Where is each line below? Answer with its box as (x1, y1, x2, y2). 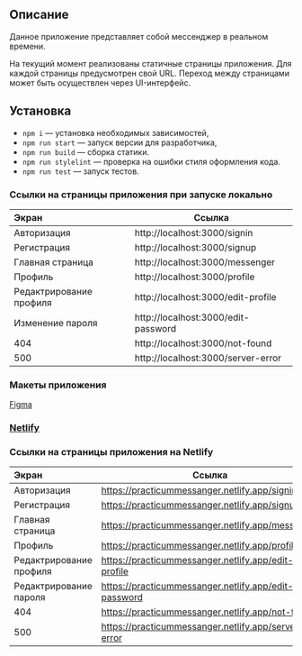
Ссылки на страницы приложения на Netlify (9, 446, 214, 459)
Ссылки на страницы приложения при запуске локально (9, 188, 273, 201)
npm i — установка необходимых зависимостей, (22, 127, 209, 138)
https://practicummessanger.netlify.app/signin (101, 484, 298, 497)
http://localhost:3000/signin (134, 226, 253, 239)
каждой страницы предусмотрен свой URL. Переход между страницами (9, 68, 290, 78)
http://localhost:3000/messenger (134, 256, 276, 269)
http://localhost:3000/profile (134, 270, 255, 283)
